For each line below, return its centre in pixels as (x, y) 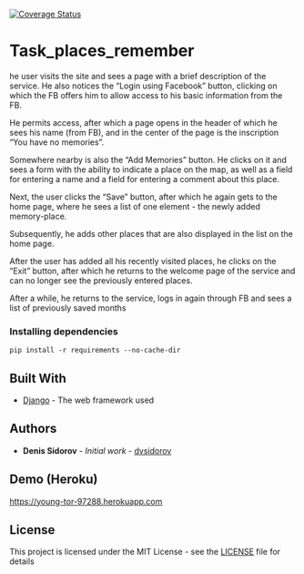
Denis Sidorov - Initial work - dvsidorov (97, 450)
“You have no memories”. (57, 142)
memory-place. (38, 216)
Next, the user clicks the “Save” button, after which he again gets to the (143, 197)
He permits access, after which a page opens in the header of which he (143, 122)
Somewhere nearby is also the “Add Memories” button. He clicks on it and (148, 159)
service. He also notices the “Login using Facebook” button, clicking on (143, 86)
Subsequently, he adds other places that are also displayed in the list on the (151, 233)
